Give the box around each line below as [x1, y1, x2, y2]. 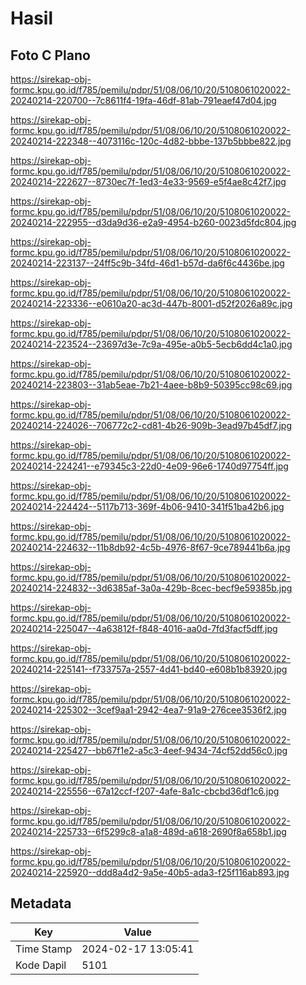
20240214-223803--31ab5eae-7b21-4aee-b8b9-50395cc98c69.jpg [10, 379, 293, 391]
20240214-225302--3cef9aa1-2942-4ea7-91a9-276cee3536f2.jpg [10, 704, 287, 716]
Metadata [10, 895, 72, 912]
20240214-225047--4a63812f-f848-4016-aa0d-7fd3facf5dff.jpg [10, 623, 278, 634]
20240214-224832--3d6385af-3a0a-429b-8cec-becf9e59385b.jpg [10, 582, 293, 594]
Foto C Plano [10, 47, 91, 64]
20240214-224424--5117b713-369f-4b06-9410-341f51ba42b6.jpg [10, 501, 285, 512]
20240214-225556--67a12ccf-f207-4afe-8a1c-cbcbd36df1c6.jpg [10, 785, 280, 797]
